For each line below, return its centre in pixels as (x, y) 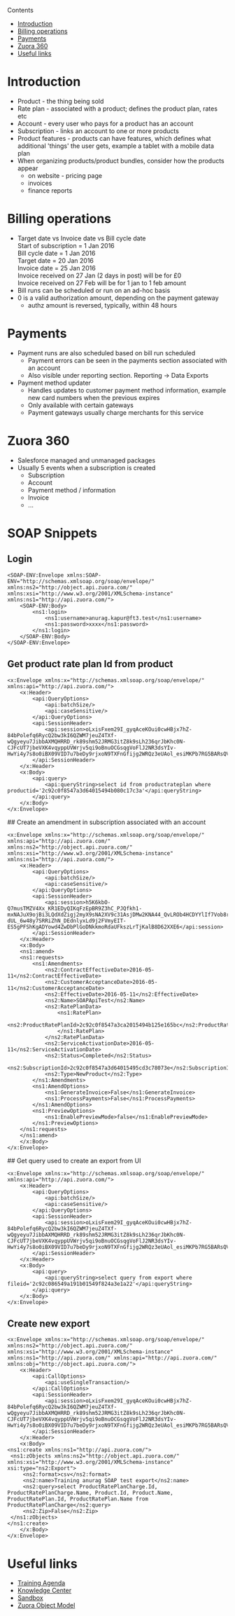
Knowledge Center (44, 1591)
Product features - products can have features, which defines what (114, 138)
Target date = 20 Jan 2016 (56, 260)
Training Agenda (41, 1583)
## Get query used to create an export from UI (74, 1160)
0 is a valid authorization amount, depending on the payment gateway (118, 298)
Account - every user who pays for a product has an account (105, 123)
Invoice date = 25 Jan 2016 (56, 268)
